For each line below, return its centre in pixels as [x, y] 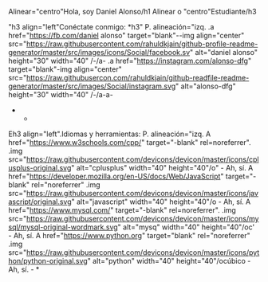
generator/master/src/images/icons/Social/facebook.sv [99, 52]
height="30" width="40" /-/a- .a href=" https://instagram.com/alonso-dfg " [130, 61]
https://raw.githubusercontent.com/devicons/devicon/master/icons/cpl [143, 159]
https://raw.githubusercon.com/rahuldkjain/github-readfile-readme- [138, 78]
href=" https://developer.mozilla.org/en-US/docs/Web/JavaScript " [116, 176]
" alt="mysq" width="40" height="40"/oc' [186, 227]
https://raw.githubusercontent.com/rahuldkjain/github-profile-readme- [142, 44]
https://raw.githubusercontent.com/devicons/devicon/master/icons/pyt [143, 253]
